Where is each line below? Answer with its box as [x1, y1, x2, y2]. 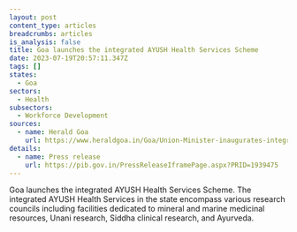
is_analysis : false [9, 37, 81, 47]
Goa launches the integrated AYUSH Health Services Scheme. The [9, 184, 252, 195]
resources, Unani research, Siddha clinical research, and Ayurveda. [9, 213, 255, 223]
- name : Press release [17, 152, 101, 161]
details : [9, 144, 42, 153]
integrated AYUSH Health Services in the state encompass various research [9, 194, 286, 205]
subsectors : [9, 103, 53, 112]
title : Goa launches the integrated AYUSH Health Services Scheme [9, 46, 259, 55]
